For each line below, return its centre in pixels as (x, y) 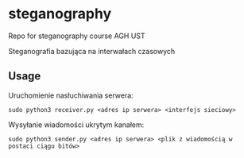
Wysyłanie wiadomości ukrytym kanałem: (76, 125)
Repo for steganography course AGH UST (77, 36)
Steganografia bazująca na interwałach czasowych (92, 51)
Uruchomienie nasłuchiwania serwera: (71, 95)
